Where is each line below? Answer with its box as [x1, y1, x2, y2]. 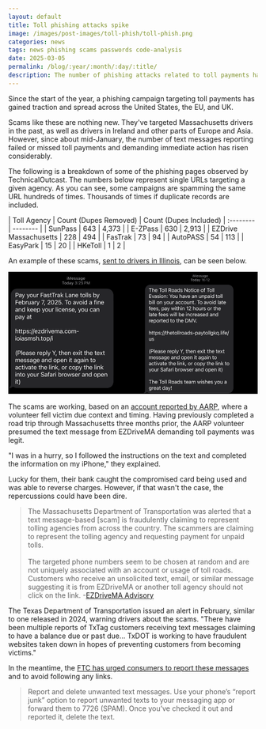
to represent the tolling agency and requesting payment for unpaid [27, 532, 245, 542]
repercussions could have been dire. [8, 491, 127, 501]
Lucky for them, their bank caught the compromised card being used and [8, 474, 247, 484]
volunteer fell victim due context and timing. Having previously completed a [8, 410, 255, 420]
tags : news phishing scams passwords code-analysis [8, 46, 182, 55]
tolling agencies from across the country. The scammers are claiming [27, 523, 254, 533]
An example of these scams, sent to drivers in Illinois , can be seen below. [8, 255, 247, 265]
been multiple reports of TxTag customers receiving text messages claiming [8, 623, 256, 633]
